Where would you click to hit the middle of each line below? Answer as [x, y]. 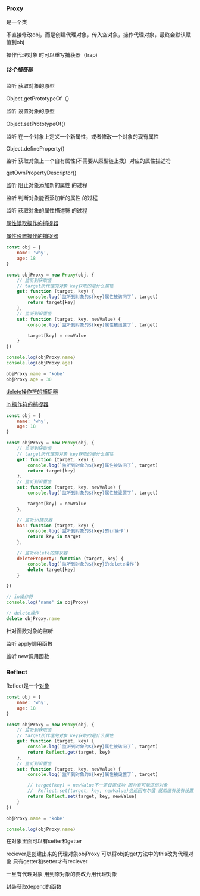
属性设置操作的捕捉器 [32, 236]
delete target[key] [52, 570]
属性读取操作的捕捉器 [32, 223]
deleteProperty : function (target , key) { [70, 559]
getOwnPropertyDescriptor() [41, 173]
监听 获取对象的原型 [30, 86]
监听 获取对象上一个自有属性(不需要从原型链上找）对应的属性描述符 [89, 161]
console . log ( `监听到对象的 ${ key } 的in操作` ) [78, 531]
